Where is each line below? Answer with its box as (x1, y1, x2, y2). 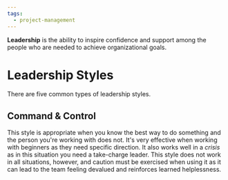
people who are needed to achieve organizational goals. (7, 43, 167, 51)
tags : (7, 10, 23, 17)
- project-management (13, 17, 76, 24)
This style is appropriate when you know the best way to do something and (7, 129, 221, 137)
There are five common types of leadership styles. (7, 90, 151, 98)
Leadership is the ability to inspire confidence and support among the (7, 35, 207, 44)
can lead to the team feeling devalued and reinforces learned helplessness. (7, 165, 222, 174)
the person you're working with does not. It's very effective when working (7, 136, 218, 144)
